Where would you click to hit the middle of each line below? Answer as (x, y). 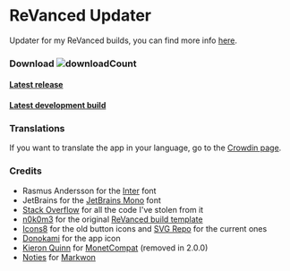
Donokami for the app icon (71, 238)
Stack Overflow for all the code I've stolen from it (113, 209)
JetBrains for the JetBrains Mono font (91, 200)
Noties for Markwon (59, 257)
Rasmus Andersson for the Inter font (89, 191)
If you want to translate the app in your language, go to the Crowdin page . (145, 148)
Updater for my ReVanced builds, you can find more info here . (124, 40)
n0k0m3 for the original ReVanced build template (112, 219)
